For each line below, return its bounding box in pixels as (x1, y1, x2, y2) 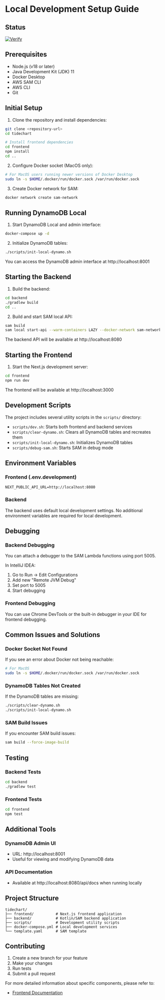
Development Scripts (5, 401, 71, 410)
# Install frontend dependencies (5, 140, 74, 145)
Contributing (5, 942, 45, 950)
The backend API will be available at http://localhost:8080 (5, 336, 122, 343)
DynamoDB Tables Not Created (5, 682, 81, 689)
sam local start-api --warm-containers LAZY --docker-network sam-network (5, 327, 162, 333)
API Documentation (5, 869, 53, 875)
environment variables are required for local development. (5, 513, 123, 518)
